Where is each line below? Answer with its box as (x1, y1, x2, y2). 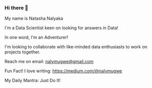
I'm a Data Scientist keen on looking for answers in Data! (4, 25, 118, 31)
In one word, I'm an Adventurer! (4, 34, 68, 41)
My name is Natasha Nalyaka (4, 16, 64, 22)
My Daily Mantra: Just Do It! (4, 78, 61, 84)
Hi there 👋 (4, 4, 29, 11)
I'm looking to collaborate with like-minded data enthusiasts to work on (4, 44, 148, 50)
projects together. (4, 49, 41, 55)
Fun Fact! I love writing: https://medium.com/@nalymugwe (4, 68, 123, 74)
